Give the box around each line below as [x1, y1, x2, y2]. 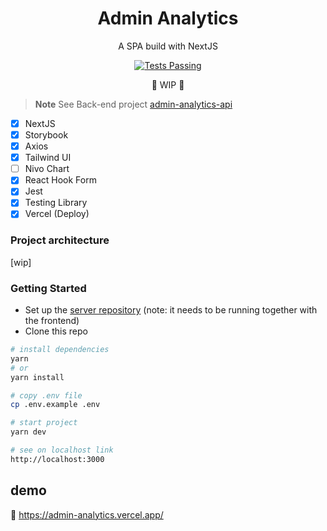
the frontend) [24, 315, 80, 327]
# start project [10, 418, 78, 428]
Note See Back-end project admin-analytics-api [34, 98, 233, 110]
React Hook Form [24, 174, 97, 186]
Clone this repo [24, 325, 88, 337]
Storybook [24, 129, 69, 141]
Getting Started [10, 281, 87, 295]
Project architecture [10, 233, 110, 247]
